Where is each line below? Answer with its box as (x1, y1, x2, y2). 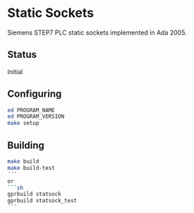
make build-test (7, 164, 55, 171)
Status (7, 49, 37, 61)
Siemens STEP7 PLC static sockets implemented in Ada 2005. (7, 28, 187, 37)
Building (7, 139, 44, 151)
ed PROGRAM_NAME (7, 107, 55, 114)
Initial (7, 67, 23, 75)
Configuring (7, 88, 62, 100)
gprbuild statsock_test (7, 197, 78, 205)
